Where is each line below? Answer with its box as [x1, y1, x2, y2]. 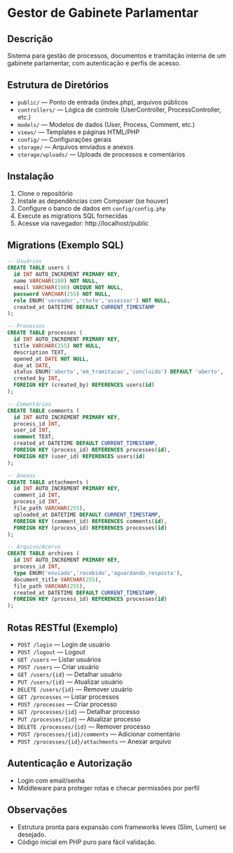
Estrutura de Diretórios [7, 79, 109, 91]
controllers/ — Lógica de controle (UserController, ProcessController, [17, 105, 222, 114]
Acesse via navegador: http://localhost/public [17, 219, 149, 227]
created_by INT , [13, 375, 61, 382]
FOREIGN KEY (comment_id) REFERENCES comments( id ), [13, 517, 168, 524]
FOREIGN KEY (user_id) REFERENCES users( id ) [13, 453, 146, 460]
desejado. [17, 830, 47, 838]
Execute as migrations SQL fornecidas [17, 211, 128, 220]
